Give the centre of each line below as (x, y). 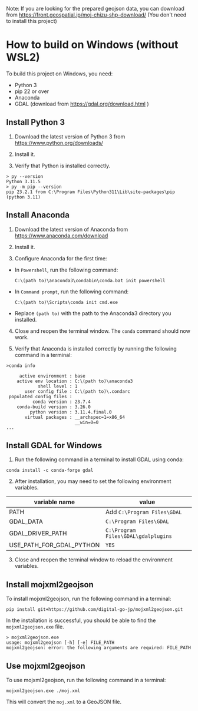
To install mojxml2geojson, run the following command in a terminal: (89, 599)
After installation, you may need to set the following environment (93, 481)
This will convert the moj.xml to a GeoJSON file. (64, 702)
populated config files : (40, 396)
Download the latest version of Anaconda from (71, 229)
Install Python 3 (35, 122)
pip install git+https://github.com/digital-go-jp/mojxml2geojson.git (95, 610)
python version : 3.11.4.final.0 (71, 412)
